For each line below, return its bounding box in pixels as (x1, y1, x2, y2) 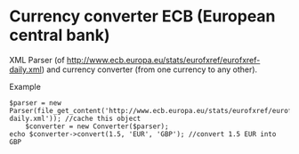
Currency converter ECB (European (9, 6, 276, 27)
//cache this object (65, 114, 141, 123)
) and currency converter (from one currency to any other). (41, 64, 258, 75)
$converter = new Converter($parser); (25, 122, 169, 131)
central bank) (9, 25, 110, 45)
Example (9, 81, 42, 92)
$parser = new (9, 98, 62, 108)
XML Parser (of (9, 54, 65, 65)
